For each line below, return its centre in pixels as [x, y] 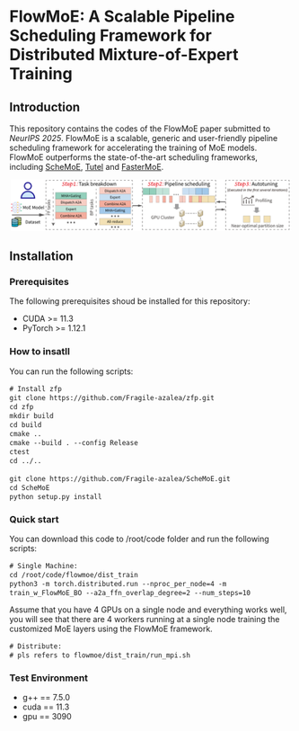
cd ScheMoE [30, 487]
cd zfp [22, 406]
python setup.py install [56, 496]
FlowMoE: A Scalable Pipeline [122, 17]
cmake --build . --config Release [74, 442]
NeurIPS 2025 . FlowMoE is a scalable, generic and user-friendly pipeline [144, 138]
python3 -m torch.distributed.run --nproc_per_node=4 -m [118, 584]
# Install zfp [36, 388]
